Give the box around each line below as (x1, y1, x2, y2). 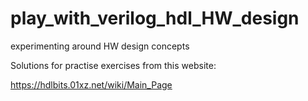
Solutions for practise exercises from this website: (10, 59, 217, 71)
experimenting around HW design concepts (10, 40, 190, 52)
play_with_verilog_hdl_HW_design (10, 7, 300, 30)
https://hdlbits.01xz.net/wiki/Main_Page (10, 78, 173, 91)
